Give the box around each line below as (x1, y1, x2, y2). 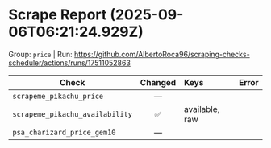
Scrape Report (8, 6, 107, 24)
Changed (140, 76, 177, 88)
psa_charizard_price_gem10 (12, 127, 116, 137)
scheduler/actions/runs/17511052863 (8, 58, 131, 68)
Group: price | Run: (8, 49, 73, 59)
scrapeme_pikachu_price (12, 91, 104, 101)
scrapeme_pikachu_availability (12, 109, 133, 118)
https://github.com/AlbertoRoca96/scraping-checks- (73, 49, 250, 59)
